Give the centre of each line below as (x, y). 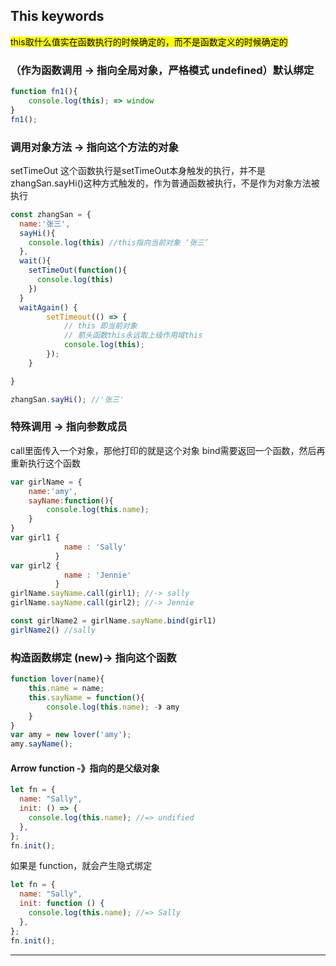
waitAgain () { (48, 307)
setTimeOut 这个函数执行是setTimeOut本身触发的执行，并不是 (138, 170)
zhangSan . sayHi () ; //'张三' (67, 399)
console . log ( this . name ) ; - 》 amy (113, 707)
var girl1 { (35, 538)
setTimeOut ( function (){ (78, 270)
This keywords (57, 16)
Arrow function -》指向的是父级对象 (85, 768)
